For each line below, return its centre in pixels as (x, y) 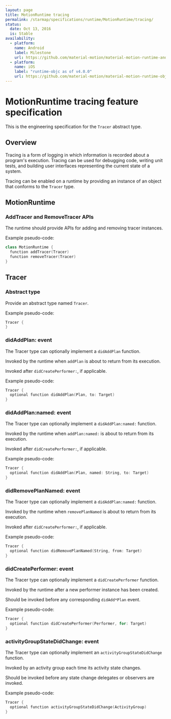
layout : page (19, 10)
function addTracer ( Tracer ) (40, 252)
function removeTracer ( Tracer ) (43, 257)
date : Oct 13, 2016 (31, 29)
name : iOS (25, 67)
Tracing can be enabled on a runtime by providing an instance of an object (83, 181)
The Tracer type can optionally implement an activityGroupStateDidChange (84, 653)
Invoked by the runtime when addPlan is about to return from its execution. (83, 361)
